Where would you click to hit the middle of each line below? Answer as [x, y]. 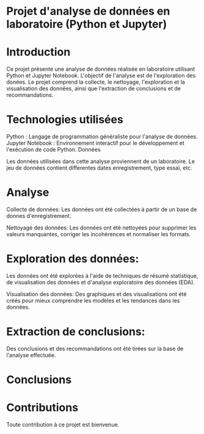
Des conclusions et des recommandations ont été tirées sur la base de [95, 349]
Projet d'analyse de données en [88, 11]
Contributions [42, 408]
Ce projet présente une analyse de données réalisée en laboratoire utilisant [101, 69]
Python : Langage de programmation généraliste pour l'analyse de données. [102, 137]
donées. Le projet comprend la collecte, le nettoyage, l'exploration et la [96, 82]
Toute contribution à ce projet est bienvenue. [63, 425]
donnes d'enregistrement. [39, 216]
